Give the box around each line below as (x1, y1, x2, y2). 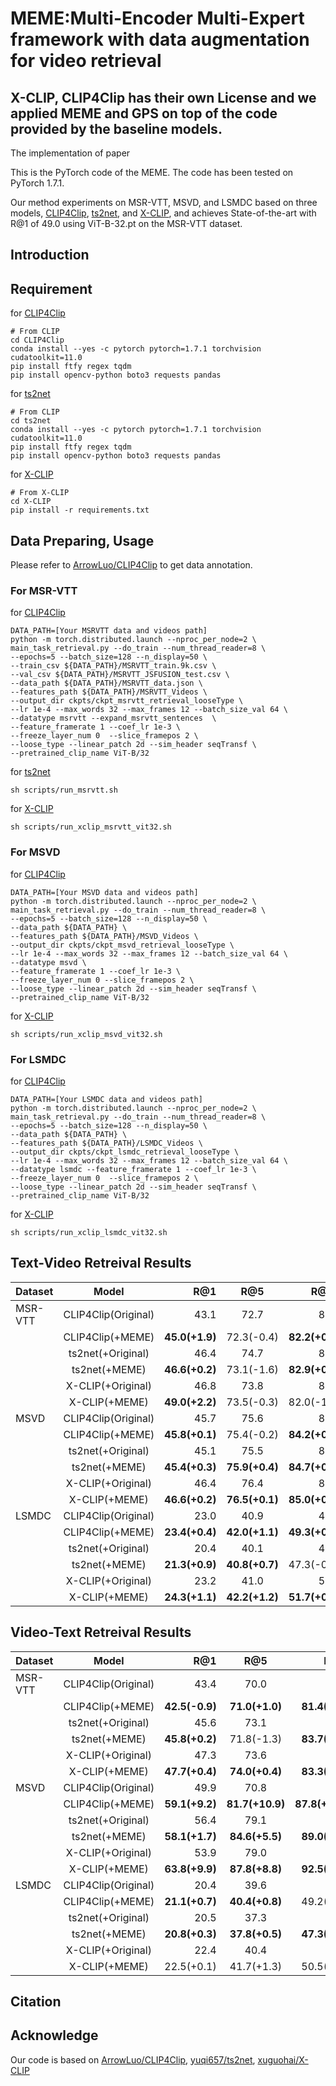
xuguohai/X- (257, 2053, 309, 2066)
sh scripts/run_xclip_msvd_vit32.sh (10, 1029, 163, 1039)
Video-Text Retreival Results (10, 1624, 192, 1641)
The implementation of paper (10, 147, 131, 159)
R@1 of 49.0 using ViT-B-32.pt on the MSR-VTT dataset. (10, 218, 243, 229)
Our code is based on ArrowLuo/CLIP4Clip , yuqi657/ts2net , (10, 2053, 256, 2066)
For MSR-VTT (10, 583, 78, 597)
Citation (10, 1993, 62, 2010)
